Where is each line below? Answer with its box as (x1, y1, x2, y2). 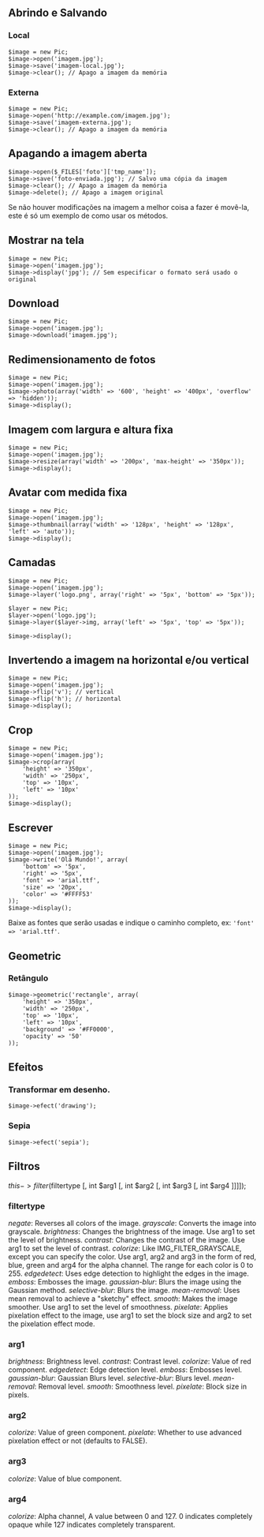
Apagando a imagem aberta (8, 147, 147, 160)
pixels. (8, 1390, 30, 1400)
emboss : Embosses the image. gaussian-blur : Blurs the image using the (8, 1276, 242, 1286)
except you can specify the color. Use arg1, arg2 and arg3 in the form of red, (8, 1251, 257, 1261)
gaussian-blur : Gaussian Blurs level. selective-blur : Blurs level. (8, 1374, 211, 1383)
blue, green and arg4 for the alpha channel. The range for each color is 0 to (8, 1260, 254, 1269)
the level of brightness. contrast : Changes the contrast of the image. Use (8, 1235, 246, 1244)
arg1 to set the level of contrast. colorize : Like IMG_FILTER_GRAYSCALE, (8, 1243, 242, 1253)
